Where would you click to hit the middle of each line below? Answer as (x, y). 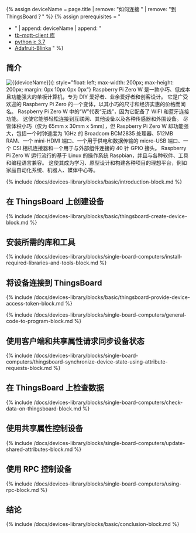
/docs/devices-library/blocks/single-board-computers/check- (108, 402)
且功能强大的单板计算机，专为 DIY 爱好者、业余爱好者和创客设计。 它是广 (94, 97)
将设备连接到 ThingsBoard (54, 283)
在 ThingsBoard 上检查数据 (55, 388)
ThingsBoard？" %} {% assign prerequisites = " (63, 16)
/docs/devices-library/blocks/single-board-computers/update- (109, 443)
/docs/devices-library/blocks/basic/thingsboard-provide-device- (112, 297)
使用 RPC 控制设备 (39, 469)
